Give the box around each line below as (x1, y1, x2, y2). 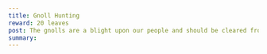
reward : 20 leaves (8, 19, 69, 27)
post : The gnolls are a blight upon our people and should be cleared (8, 26, 247, 34)
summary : (8, 33, 37, 42)
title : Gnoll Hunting (8, 11, 80, 20)
